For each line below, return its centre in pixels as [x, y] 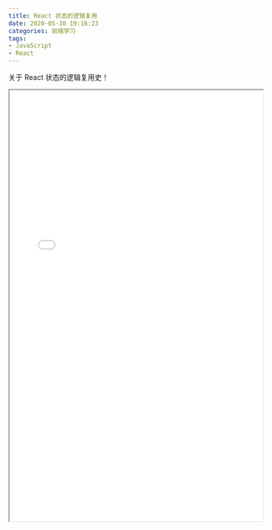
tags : [17, 38]
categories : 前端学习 [42, 31]
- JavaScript [30, 46]
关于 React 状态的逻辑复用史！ [59, 77]
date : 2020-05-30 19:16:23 [54, 23]
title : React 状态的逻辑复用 [53, 16]
